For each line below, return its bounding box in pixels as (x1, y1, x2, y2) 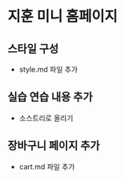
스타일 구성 (7, 42, 59, 55)
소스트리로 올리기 (18, 113, 74, 123)
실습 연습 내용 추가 (7, 90, 93, 104)
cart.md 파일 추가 (18, 161, 75, 171)
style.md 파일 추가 (18, 65, 78, 74)
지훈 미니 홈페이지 (7, 7, 118, 26)
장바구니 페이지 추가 (7, 139, 100, 153)
